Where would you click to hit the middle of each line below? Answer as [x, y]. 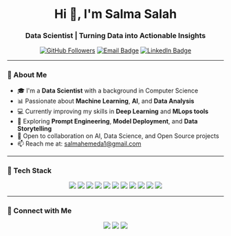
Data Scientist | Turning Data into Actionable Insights [115, 36]
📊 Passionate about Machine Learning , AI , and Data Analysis [106, 101]
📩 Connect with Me [40, 211]
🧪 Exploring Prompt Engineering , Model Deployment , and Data [107, 121]
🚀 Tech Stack [30, 170]
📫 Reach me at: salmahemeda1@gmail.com [79, 144]
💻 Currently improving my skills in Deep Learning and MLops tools [113, 111]
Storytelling [34, 128]
